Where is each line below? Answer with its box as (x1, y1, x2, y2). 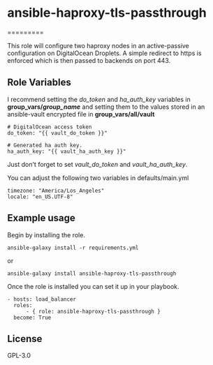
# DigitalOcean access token (7, 124, 92, 131)
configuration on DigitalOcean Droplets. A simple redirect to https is (7, 49, 202, 57)
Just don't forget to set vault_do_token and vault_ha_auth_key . (7, 160, 188, 168)
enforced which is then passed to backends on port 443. (7, 56, 171, 64)
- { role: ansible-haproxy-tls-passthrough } (25, 308, 161, 315)
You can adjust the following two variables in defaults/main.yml (7, 173, 189, 182)
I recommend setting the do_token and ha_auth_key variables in (7, 95, 191, 103)
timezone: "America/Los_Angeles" (7, 187, 105, 194)
